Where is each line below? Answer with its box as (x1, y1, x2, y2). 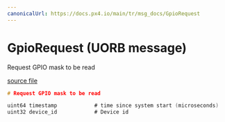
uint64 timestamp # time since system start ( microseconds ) (7, 102, 219, 110)
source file (7, 76, 38, 85)
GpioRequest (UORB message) (7, 40, 187, 55)
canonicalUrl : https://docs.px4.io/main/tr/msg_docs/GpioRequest (7, 10, 200, 17)
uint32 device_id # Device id (7, 109, 129, 116)
